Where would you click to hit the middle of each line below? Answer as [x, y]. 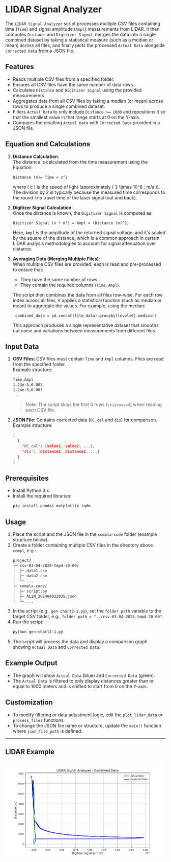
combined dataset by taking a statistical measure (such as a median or [79, 40]
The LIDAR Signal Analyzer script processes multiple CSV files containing [83, 24]
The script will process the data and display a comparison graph [80, 642]
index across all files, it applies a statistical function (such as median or [87, 300]
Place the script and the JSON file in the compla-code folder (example [85, 534]
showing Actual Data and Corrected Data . [56, 647]
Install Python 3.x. [31, 491]
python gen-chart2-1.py [38, 632]
